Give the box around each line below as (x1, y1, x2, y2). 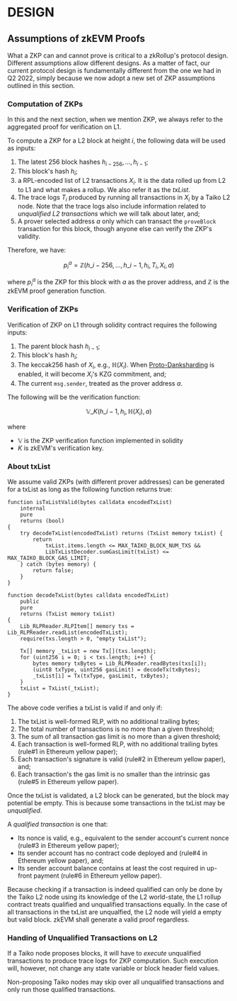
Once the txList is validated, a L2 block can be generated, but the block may (7, 791, 229, 800)
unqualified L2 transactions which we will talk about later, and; (17, 210, 200, 218)
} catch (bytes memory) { (20, 561, 97, 568)
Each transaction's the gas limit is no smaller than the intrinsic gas (17, 770, 211, 778)
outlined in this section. (7, 82, 76, 89)
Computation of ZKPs (7, 99, 83, 108)
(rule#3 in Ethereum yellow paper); (17, 841, 120, 849)
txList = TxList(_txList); (20, 685, 100, 692)
